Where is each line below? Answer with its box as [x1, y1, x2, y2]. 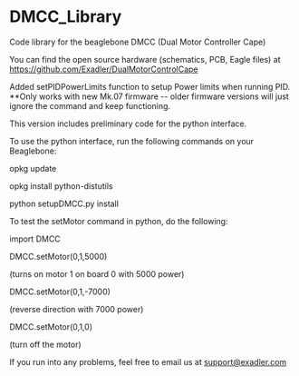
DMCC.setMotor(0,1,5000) [9, 251, 108, 262]
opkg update [9, 163, 57, 173]
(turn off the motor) [9, 339, 82, 350]
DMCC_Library [9, 6, 122, 27]
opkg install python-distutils [9, 180, 113, 192]
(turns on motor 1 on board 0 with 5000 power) [9, 268, 185, 279]
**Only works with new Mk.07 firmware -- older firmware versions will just [9, 91, 290, 102]
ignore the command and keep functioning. [9, 100, 170, 111]
